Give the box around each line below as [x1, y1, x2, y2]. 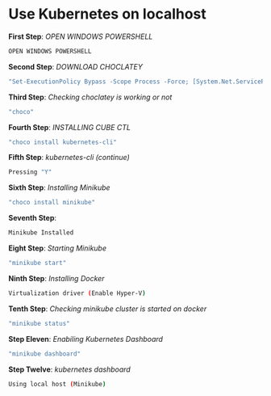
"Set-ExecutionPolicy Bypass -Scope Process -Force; [8, 78, 190, 86]
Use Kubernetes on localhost [8, 5, 207, 23]
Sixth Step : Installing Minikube [8, 183, 110, 192]
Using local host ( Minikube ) [8, 380, 106, 388]
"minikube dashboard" [8, 349, 81, 358]
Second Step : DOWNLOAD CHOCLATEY [8, 61, 143, 71]
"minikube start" [8, 259, 67, 268]
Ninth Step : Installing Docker [8, 273, 105, 283]
